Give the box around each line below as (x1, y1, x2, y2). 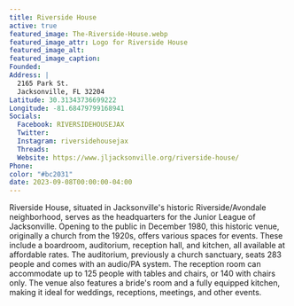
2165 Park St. (17, 79, 69, 88)
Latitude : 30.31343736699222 (9, 95, 117, 105)
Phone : (9, 161, 34, 170)
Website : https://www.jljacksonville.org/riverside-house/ (17, 153, 240, 162)
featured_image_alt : (9, 46, 86, 55)
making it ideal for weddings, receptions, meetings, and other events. (9, 287, 262, 298)
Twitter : (17, 129, 50, 137)
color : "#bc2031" (9, 169, 73, 178)
